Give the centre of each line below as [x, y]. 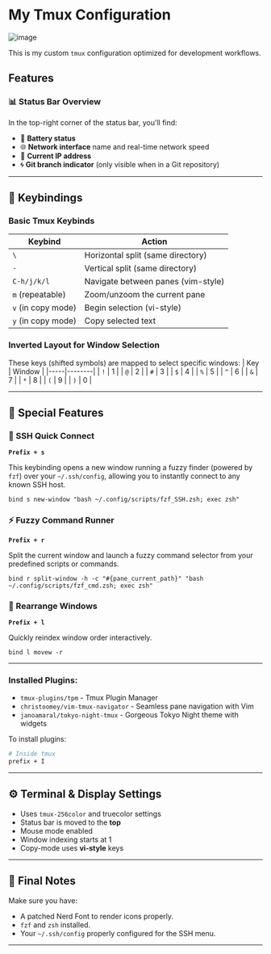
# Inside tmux [32, 754]
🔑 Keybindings [46, 198]
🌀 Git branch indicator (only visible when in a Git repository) [120, 164]
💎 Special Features [56, 413]
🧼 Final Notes [42, 881]
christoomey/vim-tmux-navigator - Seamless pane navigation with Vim [137, 706]
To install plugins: [38, 739]
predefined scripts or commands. [64, 564]
